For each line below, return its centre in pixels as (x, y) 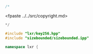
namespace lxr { (22, 47)
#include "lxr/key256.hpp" (33, 34)
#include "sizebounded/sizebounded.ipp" (47, 38)
